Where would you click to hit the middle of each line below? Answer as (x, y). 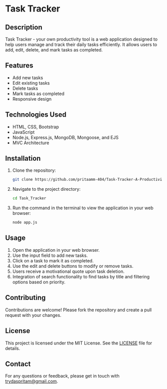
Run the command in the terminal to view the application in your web (83, 208)
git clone (23, 180)
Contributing (25, 298)
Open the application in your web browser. (56, 250)
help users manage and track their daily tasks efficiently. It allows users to (81, 45)
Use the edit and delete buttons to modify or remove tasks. (73, 266)
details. (13, 348)
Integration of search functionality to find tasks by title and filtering (81, 276)
